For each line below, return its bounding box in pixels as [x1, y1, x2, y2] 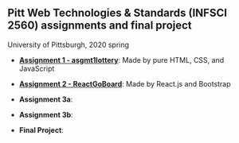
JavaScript [18, 64, 55, 73]
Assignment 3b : [18, 110, 73, 119]
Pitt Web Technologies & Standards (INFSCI [7, 6, 228, 20]
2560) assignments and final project [7, 19, 192, 33]
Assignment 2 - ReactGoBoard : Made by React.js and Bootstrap [18, 79, 232, 88]
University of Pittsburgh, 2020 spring [7, 40, 129, 49]
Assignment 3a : [18, 95, 73, 104]
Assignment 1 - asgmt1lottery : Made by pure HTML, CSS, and [18, 55, 225, 64]
